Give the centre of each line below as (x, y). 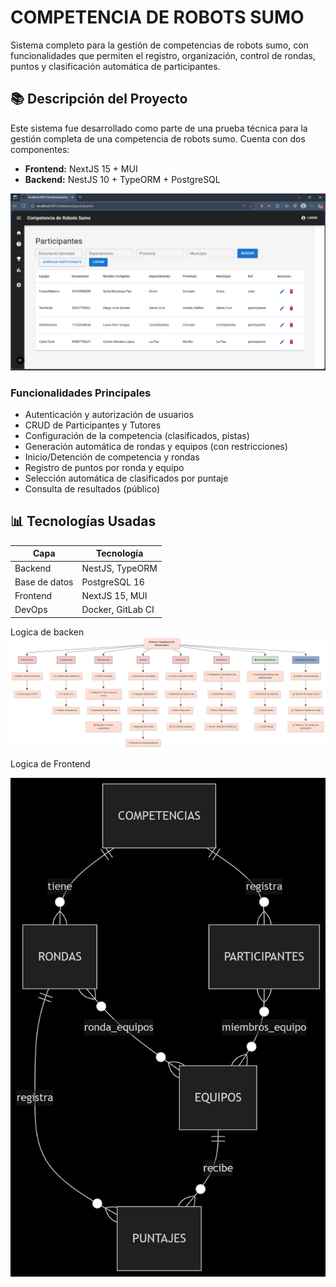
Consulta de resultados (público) (92, 489)
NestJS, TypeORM (119, 568)
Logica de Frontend (50, 764)
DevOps (31, 610)
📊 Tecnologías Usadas (83, 521)
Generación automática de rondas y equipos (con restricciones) (156, 447)
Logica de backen (47, 632)
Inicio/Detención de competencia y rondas (112, 457)
